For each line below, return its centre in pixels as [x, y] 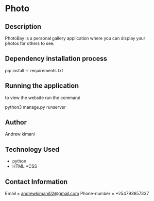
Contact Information [36, 182]
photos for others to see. [30, 43]
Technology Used [32, 149]
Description [23, 27]
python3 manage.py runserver [35, 107]
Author [16, 122]
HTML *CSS [25, 166]
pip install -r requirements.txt [34, 70]
